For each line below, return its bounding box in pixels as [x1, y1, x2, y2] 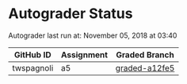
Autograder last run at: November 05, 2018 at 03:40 [8, 31, 177, 40]
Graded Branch [116, 49, 174, 60]
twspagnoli [12, 62, 54, 73]
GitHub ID [13, 49, 52, 60]
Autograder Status [8, 5, 133, 23]
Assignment [60, 49, 109, 60]
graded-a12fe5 [115, 62, 175, 73]
